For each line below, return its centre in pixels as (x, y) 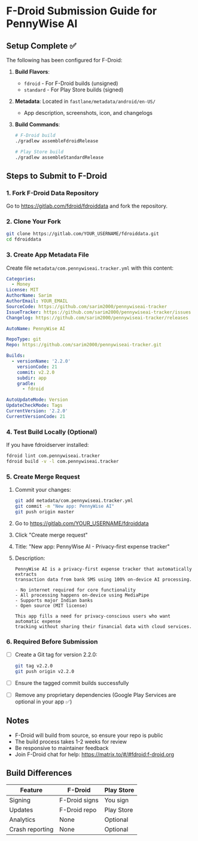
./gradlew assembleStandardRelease (59, 157)
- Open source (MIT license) (51, 605)
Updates (21, 810)
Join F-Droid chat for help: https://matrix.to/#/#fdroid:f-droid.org (95, 754)
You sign (117, 800)
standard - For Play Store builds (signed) (74, 90)
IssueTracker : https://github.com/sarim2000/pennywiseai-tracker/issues (99, 312)
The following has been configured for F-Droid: (64, 60)
